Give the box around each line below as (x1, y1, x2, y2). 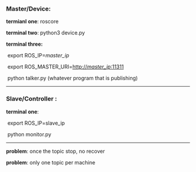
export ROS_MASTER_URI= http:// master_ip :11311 (7, 63, 124, 70)
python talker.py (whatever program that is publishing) (7, 75, 138, 82)
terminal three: (6, 40, 43, 48)
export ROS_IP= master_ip (7, 52, 69, 59)
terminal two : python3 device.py (6, 29, 85, 36)
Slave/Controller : (6, 95, 57, 103)
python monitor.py (7, 130, 51, 137)
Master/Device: (6, 5, 51, 13)
